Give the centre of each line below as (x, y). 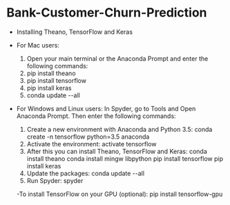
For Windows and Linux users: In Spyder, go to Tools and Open (106, 108)
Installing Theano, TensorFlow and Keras (74, 32)
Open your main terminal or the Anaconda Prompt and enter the (117, 58)
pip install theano (51, 73)
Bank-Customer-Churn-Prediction (107, 13)
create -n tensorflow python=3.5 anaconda (88, 137)
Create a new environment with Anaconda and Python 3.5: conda (119, 129)
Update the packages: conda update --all (86, 173)
